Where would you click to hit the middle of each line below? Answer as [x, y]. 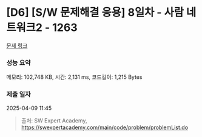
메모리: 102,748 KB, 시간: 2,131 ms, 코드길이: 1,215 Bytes [74, 77]
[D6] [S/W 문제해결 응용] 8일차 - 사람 [95, 12]
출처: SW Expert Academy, [54, 120]
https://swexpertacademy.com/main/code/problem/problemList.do [105, 127]
